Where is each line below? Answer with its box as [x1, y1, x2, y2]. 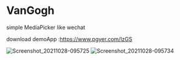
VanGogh [6, 4, 55, 18]
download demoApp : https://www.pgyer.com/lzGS [6, 35, 133, 42]
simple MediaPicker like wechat [6, 24, 86, 31]
